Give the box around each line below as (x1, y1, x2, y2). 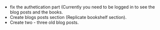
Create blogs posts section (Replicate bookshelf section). (9, 15, 127, 20)
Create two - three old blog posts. (9, 19, 79, 25)
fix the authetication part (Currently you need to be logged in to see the (9, 4, 156, 10)
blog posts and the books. (9, 9, 63, 15)
